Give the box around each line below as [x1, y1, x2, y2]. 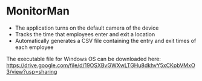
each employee [15, 44, 54, 51]
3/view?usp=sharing [6, 68, 57, 75]
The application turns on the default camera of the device [15, 24, 159, 31]
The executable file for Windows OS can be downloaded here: [6, 55, 161, 62]
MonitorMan [6, 4, 70, 18]
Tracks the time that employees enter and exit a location [15, 30, 155, 37]
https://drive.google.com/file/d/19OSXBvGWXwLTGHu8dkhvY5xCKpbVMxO [6, 62, 195, 69]
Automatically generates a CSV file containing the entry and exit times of [15, 37, 197, 44]
